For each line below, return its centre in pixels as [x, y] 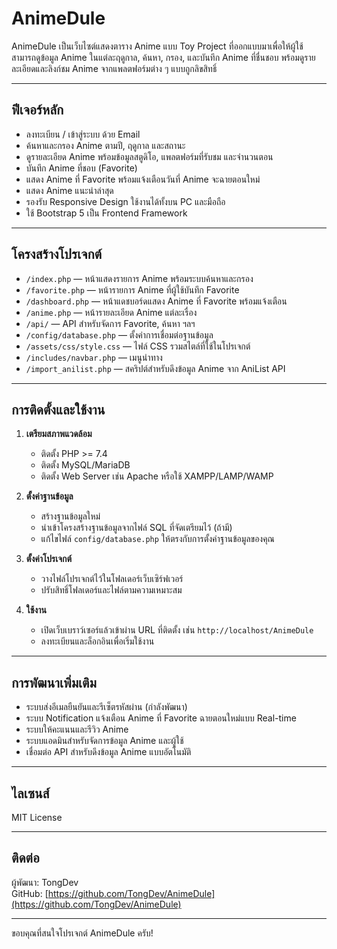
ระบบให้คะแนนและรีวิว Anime [77, 729]
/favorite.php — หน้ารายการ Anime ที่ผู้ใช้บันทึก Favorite [132, 289]
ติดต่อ [25, 858]
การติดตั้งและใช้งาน [58, 409]
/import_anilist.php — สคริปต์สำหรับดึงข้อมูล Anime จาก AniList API [155, 368]
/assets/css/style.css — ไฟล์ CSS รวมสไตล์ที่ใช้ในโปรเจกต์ [138, 346]
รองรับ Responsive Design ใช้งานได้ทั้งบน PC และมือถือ [125, 201]
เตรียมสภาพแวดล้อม [59, 434]
